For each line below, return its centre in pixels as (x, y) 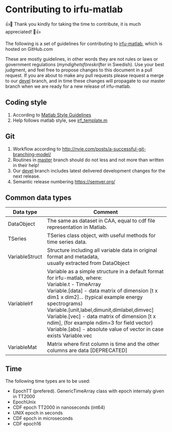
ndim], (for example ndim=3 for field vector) (100, 323)
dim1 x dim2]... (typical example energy (95, 297)
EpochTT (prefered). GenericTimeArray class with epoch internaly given (89, 391)
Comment (106, 212)
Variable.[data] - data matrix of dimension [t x (102, 291)
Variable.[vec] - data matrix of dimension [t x (101, 316)
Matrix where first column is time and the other (103, 344)
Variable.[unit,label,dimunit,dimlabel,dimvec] (100, 310)
